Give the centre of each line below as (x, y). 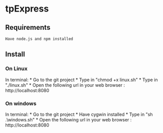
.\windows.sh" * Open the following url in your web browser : (69, 119)
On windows (21, 103)
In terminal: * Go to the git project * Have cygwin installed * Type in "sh (79, 114)
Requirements (28, 27)
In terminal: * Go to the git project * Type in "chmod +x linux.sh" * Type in (82, 80)
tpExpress (27, 9)
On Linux (16, 69)
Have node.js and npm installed (39, 39)
